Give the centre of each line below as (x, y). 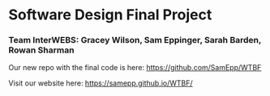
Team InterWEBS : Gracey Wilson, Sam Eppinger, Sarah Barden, (135, 40)
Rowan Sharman (41, 50)
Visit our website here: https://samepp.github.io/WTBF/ (101, 83)
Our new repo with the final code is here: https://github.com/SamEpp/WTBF (135, 68)
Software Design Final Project (110, 15)
